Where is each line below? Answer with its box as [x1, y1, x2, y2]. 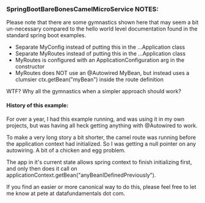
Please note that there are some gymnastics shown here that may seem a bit [6, 19, 199, 26]
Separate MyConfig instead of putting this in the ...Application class [15, 43, 185, 51]
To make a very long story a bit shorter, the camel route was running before [6, 134, 196, 141]
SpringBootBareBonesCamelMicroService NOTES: [6, 5, 159, 13]
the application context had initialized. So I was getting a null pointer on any [6, 140, 196, 148]
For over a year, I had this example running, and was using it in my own [6, 115, 185, 123]
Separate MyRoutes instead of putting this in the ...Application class [15, 50, 186, 57]
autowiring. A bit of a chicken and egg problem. [6, 146, 126, 154]
